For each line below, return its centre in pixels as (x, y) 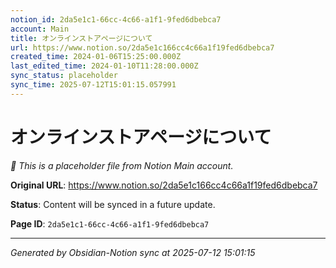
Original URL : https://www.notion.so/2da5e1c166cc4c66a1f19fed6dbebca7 (164, 185)
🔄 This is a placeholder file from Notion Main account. (122, 165)
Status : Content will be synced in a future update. (113, 204)
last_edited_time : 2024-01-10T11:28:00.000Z (104, 66)
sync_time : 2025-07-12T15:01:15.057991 (93, 85)
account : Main (40, 29)
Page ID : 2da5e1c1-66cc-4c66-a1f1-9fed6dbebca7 (110, 223)
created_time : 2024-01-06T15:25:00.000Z (96, 57)
